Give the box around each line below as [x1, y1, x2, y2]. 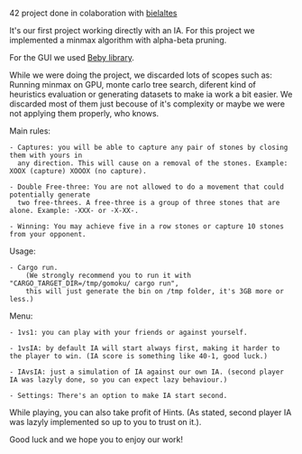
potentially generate [9, 190, 91, 199]
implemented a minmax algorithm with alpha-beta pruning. [9, 35, 227, 45]
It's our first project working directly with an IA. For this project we [9, 25, 255, 35]
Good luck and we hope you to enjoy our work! [9, 434, 183, 445]
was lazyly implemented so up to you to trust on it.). [9, 417, 202, 427]
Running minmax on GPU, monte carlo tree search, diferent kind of [9, 79, 257, 89]
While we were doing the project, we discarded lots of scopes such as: [9, 69, 272, 80]
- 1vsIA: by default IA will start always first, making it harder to [9, 344, 280, 353]
